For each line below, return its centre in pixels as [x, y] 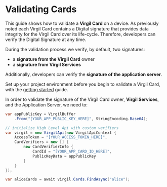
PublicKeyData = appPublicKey [64, 156]
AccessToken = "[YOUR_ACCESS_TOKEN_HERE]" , [61, 137]
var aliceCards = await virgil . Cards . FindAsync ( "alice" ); [68, 179]
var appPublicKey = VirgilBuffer [40, 114]
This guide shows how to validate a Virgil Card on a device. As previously [82, 23]
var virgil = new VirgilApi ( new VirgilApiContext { [61, 133]
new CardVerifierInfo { [48, 147]
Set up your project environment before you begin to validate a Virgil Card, [83, 84]
